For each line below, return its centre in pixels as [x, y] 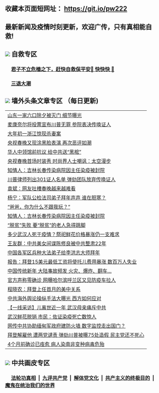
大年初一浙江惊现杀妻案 [35, 133]
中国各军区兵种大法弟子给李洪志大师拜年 [54, 252]
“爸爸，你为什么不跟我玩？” [39, 207]
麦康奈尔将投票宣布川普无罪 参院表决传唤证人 [59, 124]
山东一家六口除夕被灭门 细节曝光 [45, 115]
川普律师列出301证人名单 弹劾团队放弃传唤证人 [62, 179]
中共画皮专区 [31, 363]
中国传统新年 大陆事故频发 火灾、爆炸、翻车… [60, 271]
